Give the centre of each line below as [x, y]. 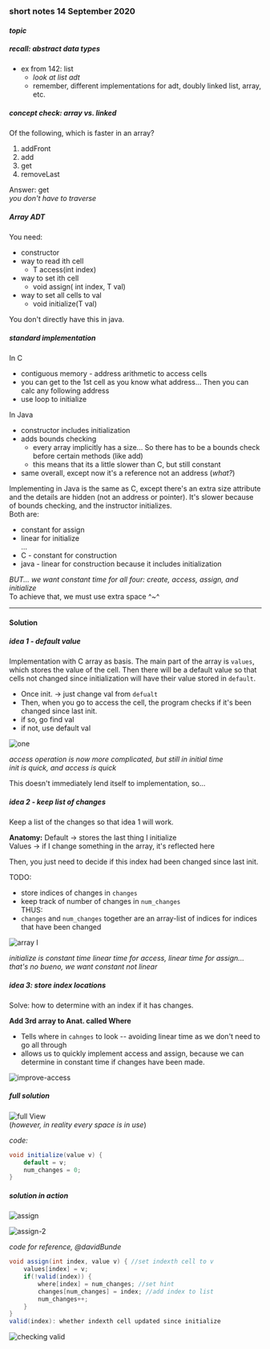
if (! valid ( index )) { [58, 1277]
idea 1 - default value [45, 641]
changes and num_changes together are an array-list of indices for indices [139, 918]
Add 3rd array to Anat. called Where [70, 1020]
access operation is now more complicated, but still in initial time [116, 759]
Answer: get [29, 190]
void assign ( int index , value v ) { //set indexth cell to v [112, 1262]
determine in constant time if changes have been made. [113, 1061]
